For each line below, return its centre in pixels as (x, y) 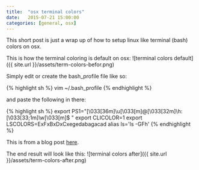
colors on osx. (24, 46)
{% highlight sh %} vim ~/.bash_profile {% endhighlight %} (79, 88)
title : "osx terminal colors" (45, 12)
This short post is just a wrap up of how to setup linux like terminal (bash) (97, 40)
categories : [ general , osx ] (41, 23)
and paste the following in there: (46, 99)
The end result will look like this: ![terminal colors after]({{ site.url (87, 154)
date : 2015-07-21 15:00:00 (43, 17)
